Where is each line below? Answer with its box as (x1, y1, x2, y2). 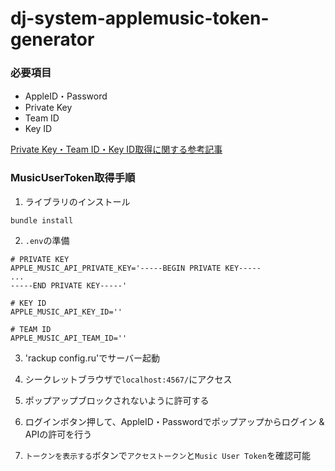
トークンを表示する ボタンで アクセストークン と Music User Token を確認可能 (24, 449, 311, 461)
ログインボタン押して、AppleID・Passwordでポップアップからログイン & (24, 415, 325, 427)
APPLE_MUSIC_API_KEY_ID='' (10, 307, 123, 317)
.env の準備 (24, 234, 70, 246)
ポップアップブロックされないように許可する (24, 394, 210, 406)
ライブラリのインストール (24, 195, 131, 207)
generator (10, 28, 95, 51)
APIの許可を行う (24, 428, 93, 440)
